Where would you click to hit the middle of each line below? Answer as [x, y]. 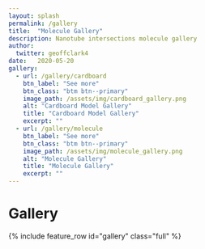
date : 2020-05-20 [41, 61]
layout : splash [34, 16]
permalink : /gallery [43, 23]
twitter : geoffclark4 [52, 53]
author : [21, 46]
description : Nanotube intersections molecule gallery [103, 38]
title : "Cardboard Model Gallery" [81, 114]
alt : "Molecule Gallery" [65, 158]
